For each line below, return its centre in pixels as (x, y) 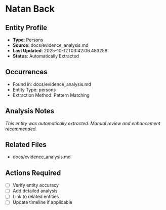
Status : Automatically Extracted (46, 56)
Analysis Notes (30, 111)
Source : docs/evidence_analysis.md (50, 45)
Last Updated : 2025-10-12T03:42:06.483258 (60, 51)
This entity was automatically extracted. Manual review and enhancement (83, 123)
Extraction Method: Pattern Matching (51, 95)
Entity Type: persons (34, 89)
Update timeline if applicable (42, 202)
